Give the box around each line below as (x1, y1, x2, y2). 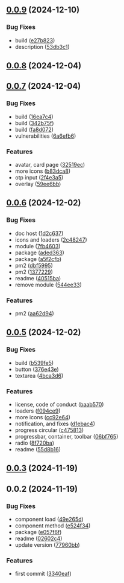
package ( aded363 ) (14, 249, 64, 256)
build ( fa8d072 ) (14, 126, 54, 133)
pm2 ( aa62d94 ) (14, 310, 54, 317)
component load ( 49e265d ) (14, 516, 84, 523)
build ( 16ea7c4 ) (14, 113, 54, 120)
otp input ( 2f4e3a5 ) (14, 174, 64, 181)
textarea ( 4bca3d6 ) (14, 372, 64, 379)
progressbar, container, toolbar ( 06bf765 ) (14, 433, 119, 440)
